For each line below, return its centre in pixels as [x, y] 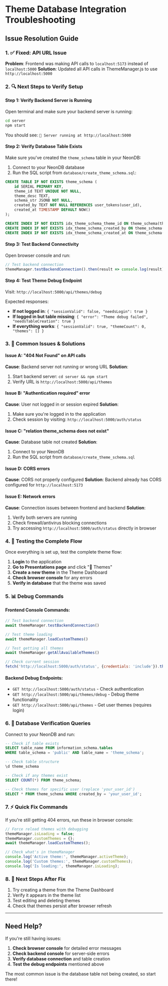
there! [11, 979]
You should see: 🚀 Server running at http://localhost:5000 [68, 135]
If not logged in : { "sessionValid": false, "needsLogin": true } [80, 311]
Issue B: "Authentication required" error [48, 393]
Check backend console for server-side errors [61, 953]
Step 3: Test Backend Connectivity [42, 244]
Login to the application [37, 561]
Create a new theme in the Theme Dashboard [60, 572]
